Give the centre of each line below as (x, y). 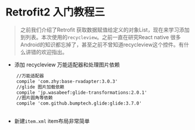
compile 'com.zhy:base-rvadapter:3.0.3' (67, 81)
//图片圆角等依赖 (35, 98)
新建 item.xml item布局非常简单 (52, 121)
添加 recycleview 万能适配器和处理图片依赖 (67, 64)
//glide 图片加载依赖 (41, 87)
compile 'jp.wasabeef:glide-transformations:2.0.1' (82, 93)
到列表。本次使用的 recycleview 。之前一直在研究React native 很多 (100, 37)
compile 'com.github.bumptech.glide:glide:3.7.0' (79, 104)
